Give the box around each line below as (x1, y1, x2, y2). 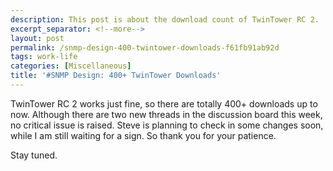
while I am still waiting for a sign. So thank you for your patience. (10, 129, 277, 141)
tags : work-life (10, 52, 78, 62)
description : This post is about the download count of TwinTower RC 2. (10, 14, 320, 25)
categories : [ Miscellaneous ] (10, 61, 132, 71)
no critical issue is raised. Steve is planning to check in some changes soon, (10, 119, 324, 131)
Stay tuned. (10, 149, 58, 161)
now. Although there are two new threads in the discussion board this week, (10, 108, 323, 120)
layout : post (10, 33, 65, 43)
